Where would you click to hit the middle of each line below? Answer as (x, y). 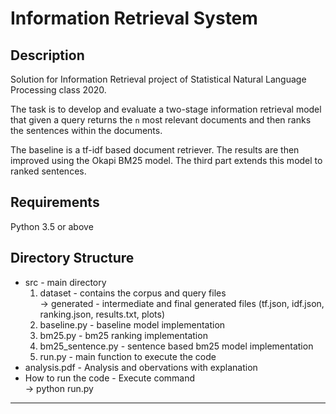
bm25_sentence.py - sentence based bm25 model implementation (176, 346)
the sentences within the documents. (86, 130)
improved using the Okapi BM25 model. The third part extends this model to (166, 160)
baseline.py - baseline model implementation (132, 324)
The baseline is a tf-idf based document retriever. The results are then (155, 150)
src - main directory (65, 282)
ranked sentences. (48, 171)
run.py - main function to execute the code (128, 356)
